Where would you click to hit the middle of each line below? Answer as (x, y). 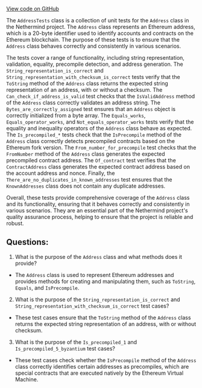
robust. (15, 223)
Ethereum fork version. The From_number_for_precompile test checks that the (101, 148)
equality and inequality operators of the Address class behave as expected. (99, 128)
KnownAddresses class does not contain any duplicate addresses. (86, 186)
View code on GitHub (33, 9)
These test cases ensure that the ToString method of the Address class (103, 317)
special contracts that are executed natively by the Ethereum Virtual (99, 373)
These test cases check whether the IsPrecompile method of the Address (106, 360)
